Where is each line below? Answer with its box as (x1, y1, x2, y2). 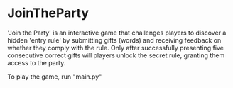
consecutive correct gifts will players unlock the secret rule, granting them (7, 51, 225, 60)
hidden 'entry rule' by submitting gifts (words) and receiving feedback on (7, 35, 222, 44)
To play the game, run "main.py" (7, 72, 102, 81)
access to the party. (7, 58, 66, 67)
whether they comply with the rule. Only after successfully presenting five (7, 43, 224, 52)
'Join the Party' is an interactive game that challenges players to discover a (7, 28, 227, 37)
